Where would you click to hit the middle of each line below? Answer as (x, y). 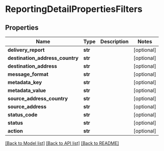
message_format (28, 74)
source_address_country (38, 98)
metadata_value (27, 90)
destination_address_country (43, 58)
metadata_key (25, 82)
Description (115, 42)
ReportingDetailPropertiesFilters (74, 9)
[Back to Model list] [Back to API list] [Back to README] (62, 143)
